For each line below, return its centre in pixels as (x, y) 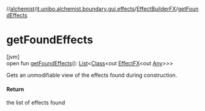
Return (15, 89)
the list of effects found (36, 102)
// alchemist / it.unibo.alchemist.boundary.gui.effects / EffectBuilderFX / (92, 9)
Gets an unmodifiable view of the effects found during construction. (92, 75)
